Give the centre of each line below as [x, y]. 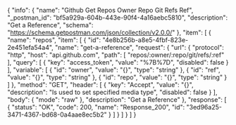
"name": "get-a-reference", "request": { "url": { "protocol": [139, 47]
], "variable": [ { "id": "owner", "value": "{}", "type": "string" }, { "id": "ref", [114, 70]
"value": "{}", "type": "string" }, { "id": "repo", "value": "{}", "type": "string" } [117, 77]
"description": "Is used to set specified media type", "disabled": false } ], [112, 92]
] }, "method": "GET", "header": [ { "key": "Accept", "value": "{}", [100, 85]
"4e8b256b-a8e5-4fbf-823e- [145, 40]
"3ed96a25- [204, 107]
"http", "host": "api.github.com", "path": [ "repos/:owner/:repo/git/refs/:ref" [116, 55]
